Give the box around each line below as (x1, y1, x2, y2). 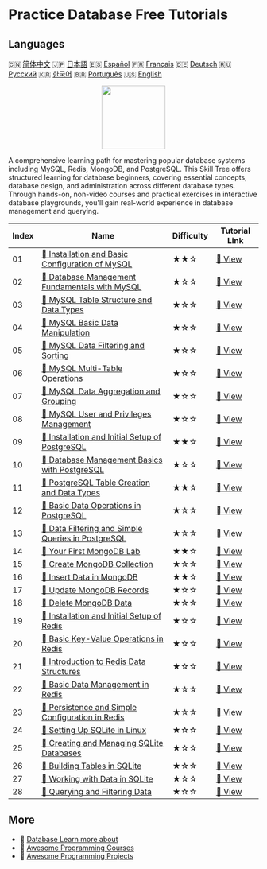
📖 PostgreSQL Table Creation (41, 477, 151, 488)
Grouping (41, 396, 77, 406)
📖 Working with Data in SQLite (41, 774, 153, 784)
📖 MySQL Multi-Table (41, 363, 123, 374)
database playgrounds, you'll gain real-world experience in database (8, 198, 234, 208)
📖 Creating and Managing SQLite (41, 738, 164, 748)
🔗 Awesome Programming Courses (19, 843, 135, 852)
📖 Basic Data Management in (41, 679, 149, 689)
